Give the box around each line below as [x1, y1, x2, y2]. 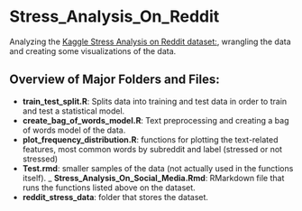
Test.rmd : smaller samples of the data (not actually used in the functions [22, 162, 294, 173]
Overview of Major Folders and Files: [9, 72, 220, 87]
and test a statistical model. [22, 105, 125, 116]
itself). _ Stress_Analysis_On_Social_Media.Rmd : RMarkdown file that [22, 172, 285, 183]
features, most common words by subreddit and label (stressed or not [22, 143, 282, 154]
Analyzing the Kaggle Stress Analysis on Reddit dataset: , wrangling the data [9, 36, 291, 47]
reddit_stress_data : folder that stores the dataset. [22, 191, 209, 202]
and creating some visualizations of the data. [9, 45, 177, 56]
